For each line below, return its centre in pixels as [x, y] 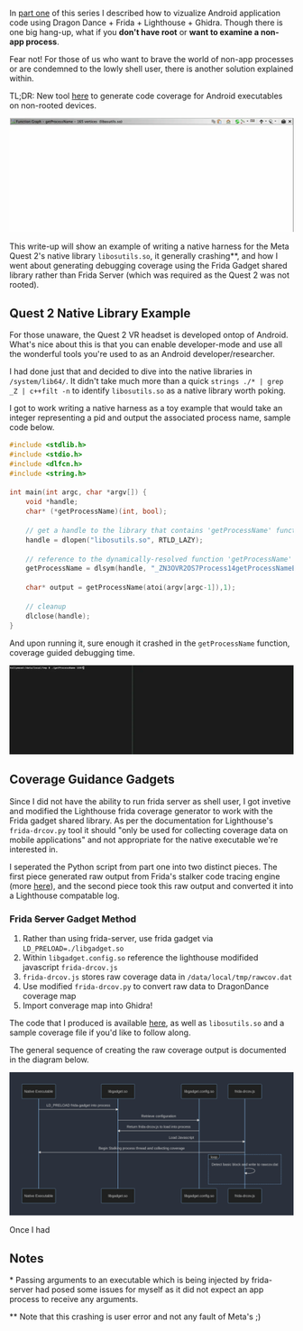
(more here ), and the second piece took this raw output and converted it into [151, 886]
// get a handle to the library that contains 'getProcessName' [149, 530]
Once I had [30, 1230]
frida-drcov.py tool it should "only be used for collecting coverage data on [149, 830]
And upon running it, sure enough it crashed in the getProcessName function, [150, 643]
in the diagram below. [50, 1060]
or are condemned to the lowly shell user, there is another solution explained [151, 69]
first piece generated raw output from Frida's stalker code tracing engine [145, 876]
